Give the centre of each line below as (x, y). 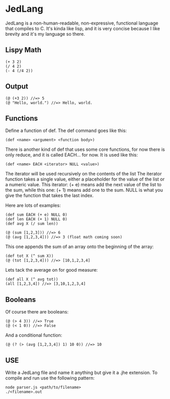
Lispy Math (24, 50)
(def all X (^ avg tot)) (32, 279)
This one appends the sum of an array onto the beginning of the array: (80, 247)
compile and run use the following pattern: (50, 378)
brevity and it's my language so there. (45, 34)
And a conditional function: (34, 335)
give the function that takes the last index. (49, 195)
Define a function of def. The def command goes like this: (66, 130)
